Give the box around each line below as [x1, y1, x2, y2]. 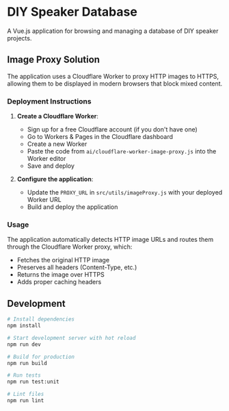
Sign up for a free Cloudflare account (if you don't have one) [27, 125, 198, 134]
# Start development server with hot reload [7, 334, 136, 341]
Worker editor [27, 155, 66, 163]
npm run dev [7, 340, 41, 348]
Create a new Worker [27, 140, 87, 148]
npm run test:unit [7, 378, 59, 386]
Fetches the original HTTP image [16, 256, 110, 264]
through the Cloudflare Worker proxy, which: [7, 242, 133, 251]
